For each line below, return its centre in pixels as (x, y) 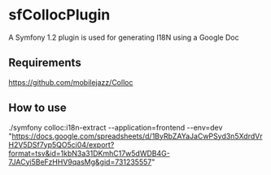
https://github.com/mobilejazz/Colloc (71, 82)
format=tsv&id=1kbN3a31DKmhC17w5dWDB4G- (90, 153)
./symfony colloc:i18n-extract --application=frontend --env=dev (116, 127)
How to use (37, 108)
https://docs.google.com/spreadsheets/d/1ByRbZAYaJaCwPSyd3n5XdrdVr (137, 136)
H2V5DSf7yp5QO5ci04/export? (61, 144)
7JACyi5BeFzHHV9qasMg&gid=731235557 (80, 162)
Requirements (45, 63)
